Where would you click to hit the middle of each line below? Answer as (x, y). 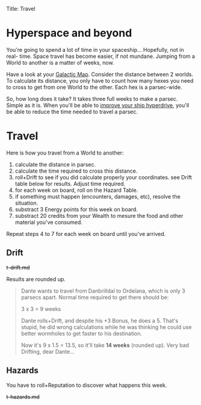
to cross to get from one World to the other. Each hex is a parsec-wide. (94, 87)
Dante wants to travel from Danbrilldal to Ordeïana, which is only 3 (103, 291)
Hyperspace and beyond (69, 33)
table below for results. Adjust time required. (70, 183)
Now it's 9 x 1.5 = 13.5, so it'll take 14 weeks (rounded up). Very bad (105, 345)
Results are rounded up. (36, 279)
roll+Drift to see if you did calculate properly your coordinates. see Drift (104, 177)
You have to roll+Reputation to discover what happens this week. (87, 385)
